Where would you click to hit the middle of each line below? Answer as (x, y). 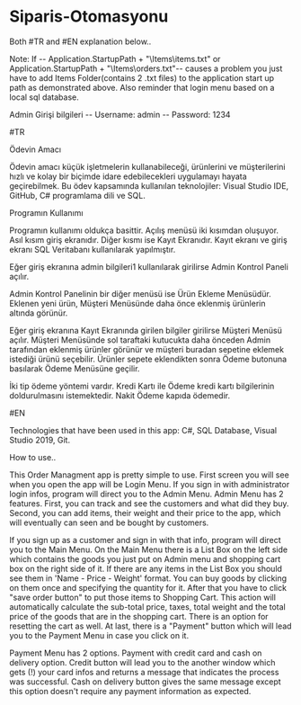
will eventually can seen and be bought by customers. (109, 522)
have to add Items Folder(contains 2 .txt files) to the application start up (142, 77)
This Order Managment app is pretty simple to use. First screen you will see (149, 475)
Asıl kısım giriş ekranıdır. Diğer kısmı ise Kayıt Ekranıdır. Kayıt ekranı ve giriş (148, 239)
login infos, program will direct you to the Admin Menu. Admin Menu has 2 (147, 494)
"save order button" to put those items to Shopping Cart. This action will (143, 597)
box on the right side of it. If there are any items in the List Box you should (146, 568)
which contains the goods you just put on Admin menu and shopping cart (145, 558)
